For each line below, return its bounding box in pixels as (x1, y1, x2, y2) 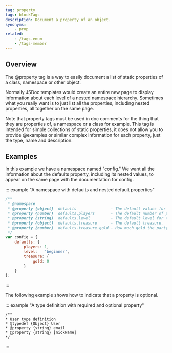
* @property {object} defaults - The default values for (7, 206, 166, 211)
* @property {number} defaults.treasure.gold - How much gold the (7, 225, 155, 230)
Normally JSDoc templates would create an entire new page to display (5, 89, 154, 95)
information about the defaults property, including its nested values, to (5, 171, 154, 177)
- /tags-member (14, 41, 47, 46)
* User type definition (5, 317, 56, 322)
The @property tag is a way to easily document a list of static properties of (5, 73, 163, 80)
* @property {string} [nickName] (5, 330, 77, 336)
